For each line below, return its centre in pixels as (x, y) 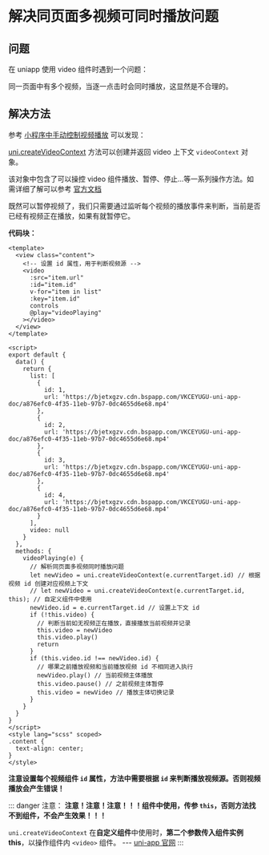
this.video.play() (68, 637)
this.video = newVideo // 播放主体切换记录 (106, 692)
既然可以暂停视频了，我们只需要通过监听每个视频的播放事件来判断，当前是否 (134, 206)
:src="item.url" (56, 277)
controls (44, 305)
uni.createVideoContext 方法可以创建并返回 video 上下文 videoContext (124, 151)
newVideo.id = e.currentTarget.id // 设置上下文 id (114, 607)
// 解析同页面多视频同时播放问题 (76, 567)
